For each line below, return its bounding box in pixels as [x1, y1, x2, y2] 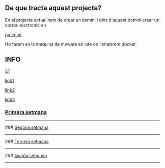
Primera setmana [5, 109, 47, 116]
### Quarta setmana [5, 152, 47, 158]
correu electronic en [5, 22, 47, 28]
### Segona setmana [5, 124, 49, 130]
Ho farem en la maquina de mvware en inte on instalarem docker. [5, 41, 137, 47]
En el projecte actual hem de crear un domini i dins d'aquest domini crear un [5, 17, 160, 23]
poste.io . [5, 31, 23, 37]
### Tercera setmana [5, 138, 49, 144]
